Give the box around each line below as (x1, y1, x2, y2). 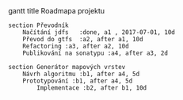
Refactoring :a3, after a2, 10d (22, 42, 129, 50)
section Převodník (8, 21, 69, 29)
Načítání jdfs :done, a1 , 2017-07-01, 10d (22, 29, 176, 37)
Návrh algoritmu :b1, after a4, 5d (22, 70, 140, 78)
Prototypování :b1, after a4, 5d (22, 77, 133, 85)
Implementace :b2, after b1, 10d (36, 84, 147, 92)
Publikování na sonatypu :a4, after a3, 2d (22, 49, 169, 57)
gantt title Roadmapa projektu (8, 6, 105, 15)
